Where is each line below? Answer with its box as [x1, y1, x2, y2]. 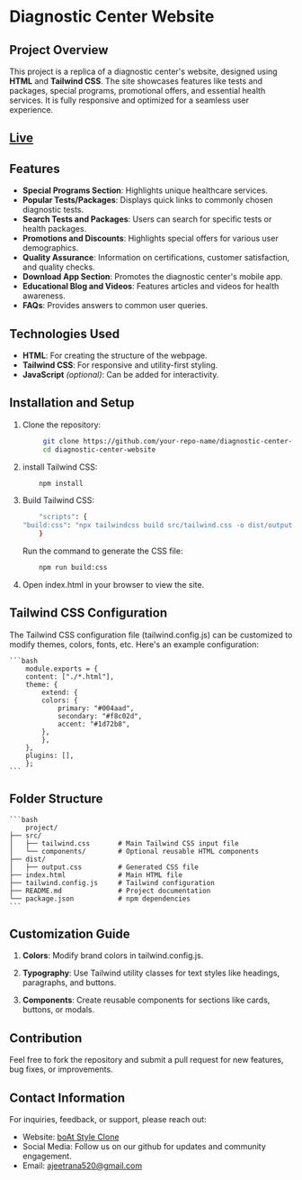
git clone [42, 436, 80, 445]
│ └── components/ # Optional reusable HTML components [9, 846, 259, 855]
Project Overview [9, 42, 109, 58]
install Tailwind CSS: [22, 462, 98, 472]
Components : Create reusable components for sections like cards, [22, 994, 271, 1006]
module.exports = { [25, 664, 99, 673]
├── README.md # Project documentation [9, 886, 211, 895]
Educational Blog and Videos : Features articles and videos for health [22, 281, 280, 292]
